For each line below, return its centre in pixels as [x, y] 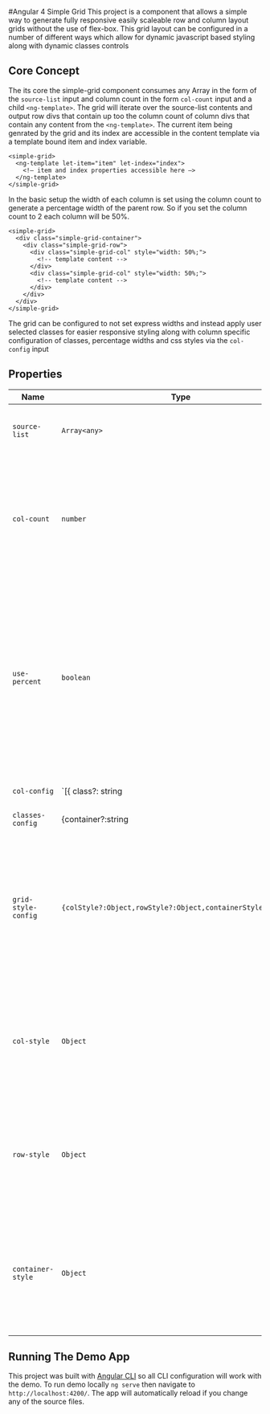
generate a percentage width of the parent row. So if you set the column [128, 207]
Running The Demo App [69, 1357]
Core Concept [44, 71]
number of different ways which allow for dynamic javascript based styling [132, 37]
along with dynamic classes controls [69, 46]
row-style [31, 1154]
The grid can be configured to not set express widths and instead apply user [135, 323]
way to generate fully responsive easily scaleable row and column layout [129, 20]
